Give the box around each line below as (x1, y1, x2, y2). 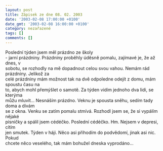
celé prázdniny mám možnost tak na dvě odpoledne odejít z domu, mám (5, 76, 156, 82)
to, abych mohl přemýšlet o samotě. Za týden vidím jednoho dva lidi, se (5, 87, 154, 93)
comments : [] (5, 36, 33, 41)
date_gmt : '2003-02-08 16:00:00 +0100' (5, 21, 90, 27)
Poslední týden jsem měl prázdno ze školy (5, 49, 94, 55)
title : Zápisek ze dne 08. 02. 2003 (5, 12, 83, 17)
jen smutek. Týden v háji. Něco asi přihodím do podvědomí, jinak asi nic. (5, 129, 156, 135)
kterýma (5, 92, 23, 98)
